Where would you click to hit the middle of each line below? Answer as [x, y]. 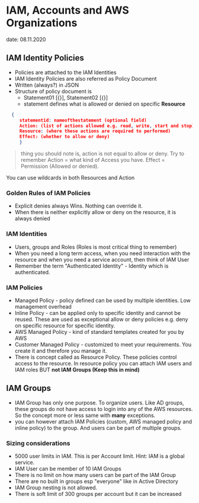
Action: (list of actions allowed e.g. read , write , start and [99, 126]
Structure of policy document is [53, 91]
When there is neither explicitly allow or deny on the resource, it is [95, 212]
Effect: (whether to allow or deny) [65, 137]
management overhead [43, 307]
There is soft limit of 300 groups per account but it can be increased [98, 494]
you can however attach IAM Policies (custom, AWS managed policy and [103, 421]
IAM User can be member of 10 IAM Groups [68, 469]
